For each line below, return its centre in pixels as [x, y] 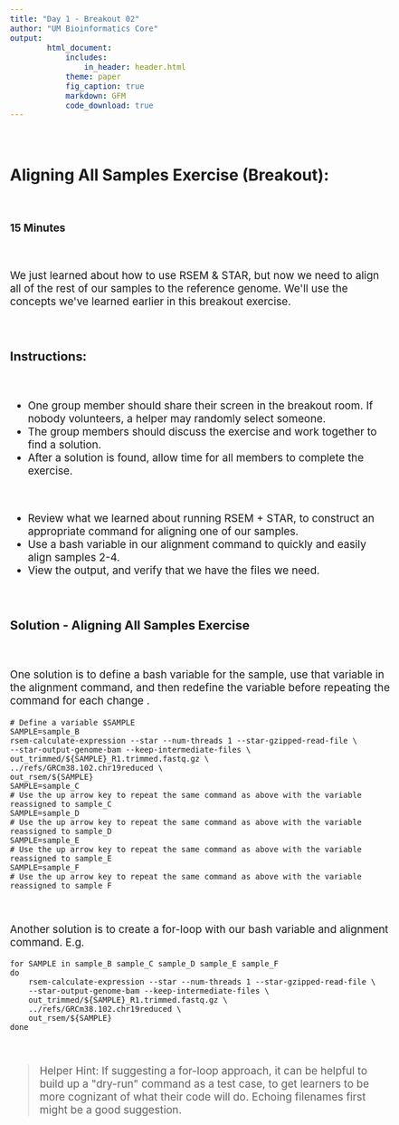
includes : [86, 57]
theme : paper [94, 76]
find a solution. [65, 445]
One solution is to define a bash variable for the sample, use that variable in [197, 675]
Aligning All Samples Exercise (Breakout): [170, 175]
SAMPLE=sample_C [45, 786]
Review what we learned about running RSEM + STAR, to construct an [201, 518]
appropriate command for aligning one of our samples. [163, 531]
